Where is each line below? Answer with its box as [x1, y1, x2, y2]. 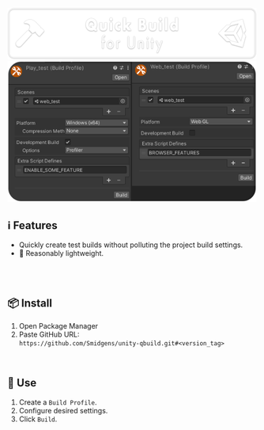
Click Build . [18, 414, 58, 424]
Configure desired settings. [18, 405, 108, 415]
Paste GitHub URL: [18, 329, 80, 339]
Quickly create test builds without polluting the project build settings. [18, 240, 243, 249]
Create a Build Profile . [18, 397, 97, 407]
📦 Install [7, 296, 53, 310]
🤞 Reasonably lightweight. [18, 249, 104, 258]
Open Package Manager [18, 321, 99, 330]
